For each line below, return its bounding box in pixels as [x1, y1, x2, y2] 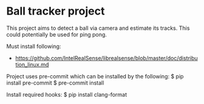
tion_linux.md [15, 61, 49, 68]
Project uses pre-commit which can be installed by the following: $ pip [6, 72, 184, 80]
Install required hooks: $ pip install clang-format [6, 91, 127, 98]
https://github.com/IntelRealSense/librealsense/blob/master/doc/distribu [15, 54, 199, 61]
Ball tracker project [6, 4, 105, 18]
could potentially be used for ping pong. [6, 30, 107, 38]
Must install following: [6, 43, 61, 50]
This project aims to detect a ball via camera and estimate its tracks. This [6, 24, 191, 32]
